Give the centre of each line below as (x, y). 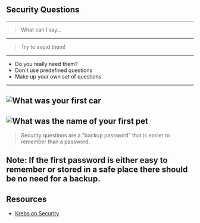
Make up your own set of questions (58, 76)
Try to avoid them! (43, 46)
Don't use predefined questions (54, 70)
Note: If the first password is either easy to (87, 160)
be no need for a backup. (53, 179)
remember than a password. (55, 142)
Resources (26, 199)
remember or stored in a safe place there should (97, 170)
